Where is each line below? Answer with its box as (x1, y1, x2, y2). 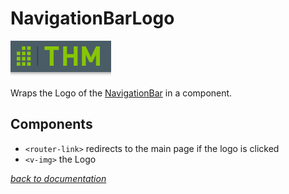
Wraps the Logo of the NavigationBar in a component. (10, 87, 233, 99)
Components (10, 116, 93, 133)
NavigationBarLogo (10, 7, 175, 30)
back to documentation (10, 172, 107, 184)
